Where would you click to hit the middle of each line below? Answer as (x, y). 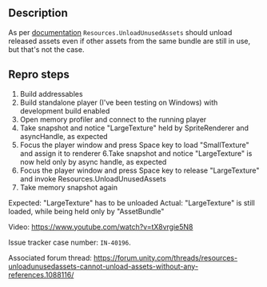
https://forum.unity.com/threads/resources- (165, 257)
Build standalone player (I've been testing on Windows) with (119, 102)
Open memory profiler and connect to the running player (113, 119)
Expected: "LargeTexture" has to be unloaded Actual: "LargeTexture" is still (132, 202)
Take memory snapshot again (69, 187)
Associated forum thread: (50, 257)
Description (38, 13)
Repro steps (39, 75)
